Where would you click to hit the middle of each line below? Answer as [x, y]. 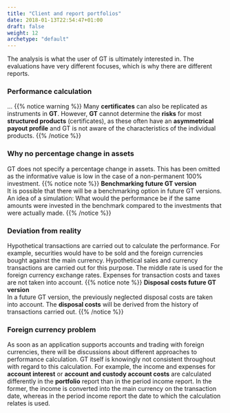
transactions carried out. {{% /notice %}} [65, 312]
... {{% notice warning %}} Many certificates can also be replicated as [107, 106]
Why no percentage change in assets [71, 154]
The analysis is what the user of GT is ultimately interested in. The [101, 59]
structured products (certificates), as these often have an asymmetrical [111, 121]
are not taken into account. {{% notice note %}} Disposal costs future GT [112, 282]
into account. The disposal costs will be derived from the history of [103, 305]
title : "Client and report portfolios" [64, 13]
